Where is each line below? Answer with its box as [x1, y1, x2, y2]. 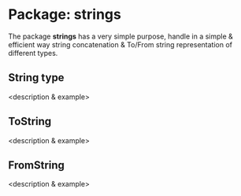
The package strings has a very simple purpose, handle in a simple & [8, 31, 234, 41]
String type [8, 71, 65, 84]
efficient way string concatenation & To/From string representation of [8, 39, 233, 49]
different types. [8, 48, 58, 57]
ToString [8, 115, 52, 128]
